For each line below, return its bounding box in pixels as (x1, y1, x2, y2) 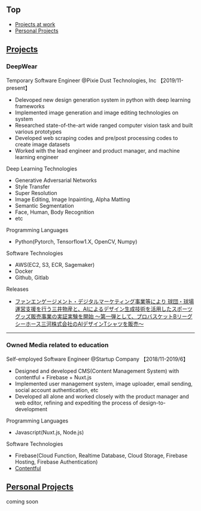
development (14, 405, 48, 412)
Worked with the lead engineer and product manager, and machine (14, 147, 180, 154)
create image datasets (14, 141, 71, 148)
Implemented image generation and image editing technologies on (14, 109, 179, 116)
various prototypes (14, 128, 62, 135)
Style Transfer (14, 182, 50, 190)
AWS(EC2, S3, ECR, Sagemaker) (14, 261, 95, 268)
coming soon (6, 498, 39, 505)
